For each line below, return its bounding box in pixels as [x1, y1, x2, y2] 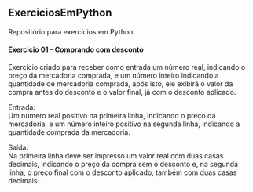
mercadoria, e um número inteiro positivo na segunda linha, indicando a [8, 119, 240, 129]
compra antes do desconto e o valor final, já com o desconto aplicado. [8, 88, 236, 97]
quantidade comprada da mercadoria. [8, 128, 131, 137]
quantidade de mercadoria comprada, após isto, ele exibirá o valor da [8, 79, 233, 89]
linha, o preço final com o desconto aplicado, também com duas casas [8, 168, 237, 177]
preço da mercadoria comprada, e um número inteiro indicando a [8, 71, 219, 81]
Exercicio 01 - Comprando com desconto [8, 45, 144, 54]
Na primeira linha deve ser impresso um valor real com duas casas [8, 151, 224, 161]
